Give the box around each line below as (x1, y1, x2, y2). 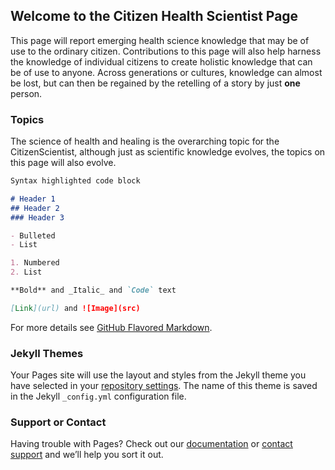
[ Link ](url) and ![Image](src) (10, 303, 141, 313)
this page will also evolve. (10, 157, 117, 169)
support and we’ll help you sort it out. (10, 449, 164, 461)
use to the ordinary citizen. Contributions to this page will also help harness (10, 45, 322, 57)
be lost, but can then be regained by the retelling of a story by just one (10, 77, 301, 89)
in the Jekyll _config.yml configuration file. (10, 390, 187, 403)
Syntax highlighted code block (10, 176, 141, 186)
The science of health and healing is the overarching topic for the (10, 135, 280, 148)
